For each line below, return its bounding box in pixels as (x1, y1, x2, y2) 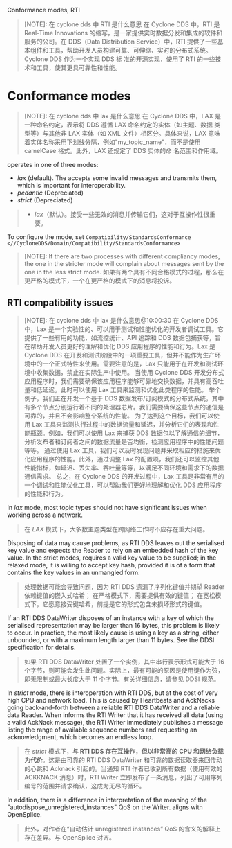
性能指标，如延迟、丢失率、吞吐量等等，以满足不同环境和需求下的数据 (23, 463, 224, 472)
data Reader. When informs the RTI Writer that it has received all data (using (7, 710, 224, 719)
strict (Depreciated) (17, 195, 73, 204)
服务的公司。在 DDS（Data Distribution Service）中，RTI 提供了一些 (23, 37, 217, 46)
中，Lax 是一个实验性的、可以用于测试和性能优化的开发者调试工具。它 (23, 325, 224, 333)
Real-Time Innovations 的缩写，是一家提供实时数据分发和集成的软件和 (23, 29, 223, 37)
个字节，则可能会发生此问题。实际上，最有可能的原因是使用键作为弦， (23, 666, 224, 674)
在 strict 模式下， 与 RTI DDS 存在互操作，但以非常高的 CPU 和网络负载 (23, 747, 224, 755)
